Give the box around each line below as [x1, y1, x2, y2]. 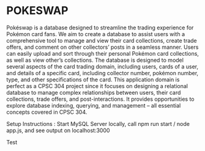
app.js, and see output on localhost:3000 [6, 127, 110, 134]
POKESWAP [6, 4, 69, 18]
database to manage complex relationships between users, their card [6, 89, 181, 96]
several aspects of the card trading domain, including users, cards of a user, [6, 62, 199, 70]
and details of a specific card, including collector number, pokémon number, [6, 69, 199, 76]
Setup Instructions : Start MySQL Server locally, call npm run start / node [6, 120, 190, 127]
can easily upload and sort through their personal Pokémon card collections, [6, 50, 199, 57]
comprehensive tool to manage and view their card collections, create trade [6, 37, 197, 44]
